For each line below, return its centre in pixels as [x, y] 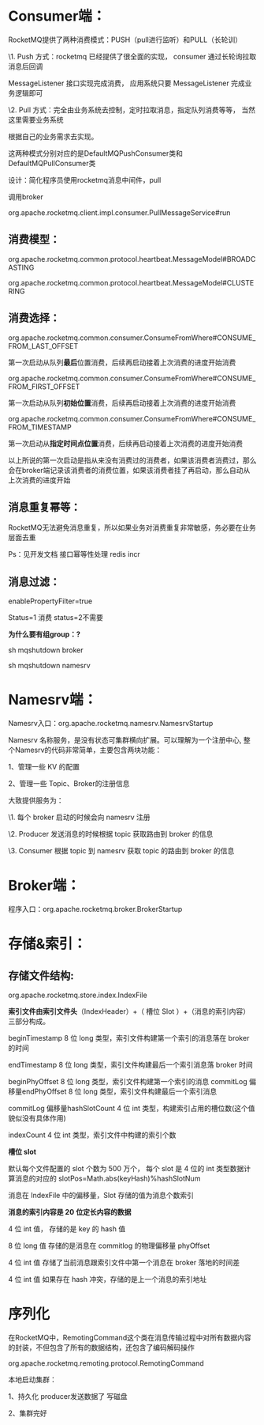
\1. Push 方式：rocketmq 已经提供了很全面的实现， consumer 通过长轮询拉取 [132, 56]
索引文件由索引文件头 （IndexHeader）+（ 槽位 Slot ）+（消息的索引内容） [129, 1011]
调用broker [26, 197]
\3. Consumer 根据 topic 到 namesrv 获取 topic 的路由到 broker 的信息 [121, 851]
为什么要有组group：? [45, 634]
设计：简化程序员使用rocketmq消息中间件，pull [85, 180]
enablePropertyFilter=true [50, 601]
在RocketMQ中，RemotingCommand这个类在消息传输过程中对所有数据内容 [130, 1338]
